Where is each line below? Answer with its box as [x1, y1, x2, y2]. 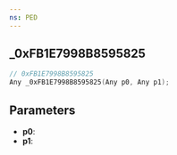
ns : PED [9, 12, 38, 22]
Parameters [9, 102, 76, 118]
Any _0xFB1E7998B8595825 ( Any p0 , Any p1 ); [9, 77, 170, 87]
